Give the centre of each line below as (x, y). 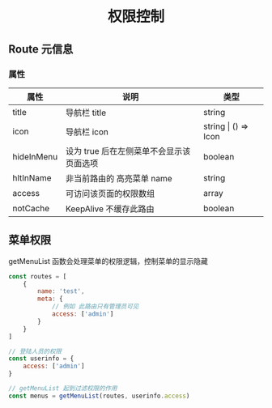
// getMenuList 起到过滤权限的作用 (63, 389)
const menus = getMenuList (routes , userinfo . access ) (99, 396)
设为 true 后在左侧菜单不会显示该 (128, 151)
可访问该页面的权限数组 (110, 193)
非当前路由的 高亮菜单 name (119, 178)
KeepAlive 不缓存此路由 (110, 209)
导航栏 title (86, 113)
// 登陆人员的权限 (35, 351)
